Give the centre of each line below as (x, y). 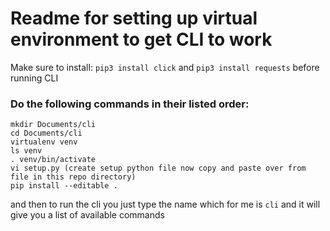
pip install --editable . (64, 186)
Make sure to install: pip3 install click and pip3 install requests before (165, 67)
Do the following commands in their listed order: (130, 104)
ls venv (26, 151)
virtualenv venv (44, 142)
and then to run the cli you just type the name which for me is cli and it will (165, 204)
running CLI (34, 78)
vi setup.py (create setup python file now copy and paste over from (158, 168)
